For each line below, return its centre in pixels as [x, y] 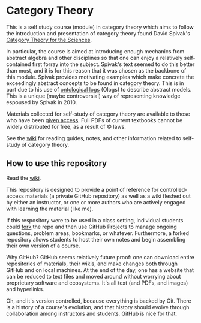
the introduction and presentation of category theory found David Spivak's [98, 33]
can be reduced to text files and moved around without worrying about [94, 276]
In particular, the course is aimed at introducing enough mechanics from [95, 51]
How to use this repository [57, 163]
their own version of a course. [43, 246]
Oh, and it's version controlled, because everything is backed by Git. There [99, 301]
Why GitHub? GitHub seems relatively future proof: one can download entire [100, 257]
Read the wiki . [24, 178]
